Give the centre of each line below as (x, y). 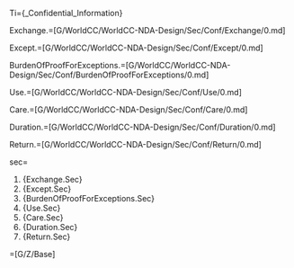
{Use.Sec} (41, 208)
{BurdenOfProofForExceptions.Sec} (89, 198)
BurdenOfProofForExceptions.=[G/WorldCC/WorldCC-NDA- (120, 65)
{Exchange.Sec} (52, 179)
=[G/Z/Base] (32, 254)
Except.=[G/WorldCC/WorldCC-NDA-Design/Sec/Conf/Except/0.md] (136, 48)
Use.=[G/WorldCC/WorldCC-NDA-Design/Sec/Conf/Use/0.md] (126, 92)
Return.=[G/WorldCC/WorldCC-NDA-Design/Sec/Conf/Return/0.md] (136, 144)
